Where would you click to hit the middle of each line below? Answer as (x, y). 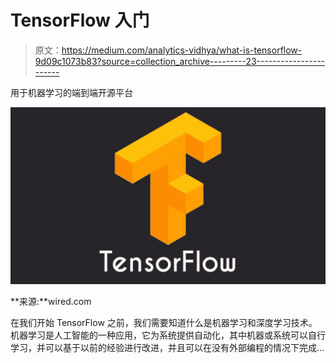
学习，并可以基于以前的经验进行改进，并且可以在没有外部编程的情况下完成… (167, 348)
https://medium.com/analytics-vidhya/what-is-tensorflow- (182, 50)
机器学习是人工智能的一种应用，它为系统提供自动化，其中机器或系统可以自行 (168, 335)
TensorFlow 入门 (80, 20)
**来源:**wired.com (51, 302)
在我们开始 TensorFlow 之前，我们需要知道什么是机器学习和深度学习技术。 (164, 323)
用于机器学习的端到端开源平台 (71, 92)
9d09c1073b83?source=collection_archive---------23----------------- (180, 61)
